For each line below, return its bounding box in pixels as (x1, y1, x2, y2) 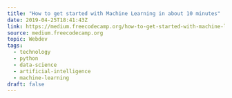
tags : (7, 42, 23, 49)
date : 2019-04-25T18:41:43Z (7, 17, 88, 23)
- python (13, 55, 39, 62)
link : (7, 23, 23, 30)
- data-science (13, 61, 57, 68)
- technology (13, 49, 51, 56)
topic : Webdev (7, 36, 48, 43)
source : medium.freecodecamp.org (7, 29, 104, 37)
